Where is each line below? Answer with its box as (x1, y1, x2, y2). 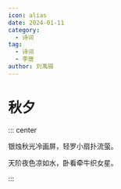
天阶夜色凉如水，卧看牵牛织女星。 (8, 158, 118, 167)
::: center (8, 125, 37, 134)
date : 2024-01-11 (8, 19, 65, 27)
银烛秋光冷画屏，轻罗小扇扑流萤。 (8, 141, 118, 151)
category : (8, 26, 41, 34)
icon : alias (8, 11, 47, 20)
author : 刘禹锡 (8, 63, 54, 71)
